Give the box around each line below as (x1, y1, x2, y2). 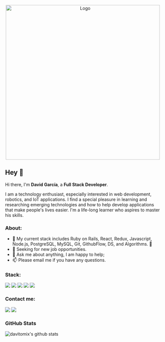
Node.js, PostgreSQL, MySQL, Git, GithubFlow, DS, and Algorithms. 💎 (12, 241, 153, 247)
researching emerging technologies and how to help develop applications (5, 201, 154, 207)
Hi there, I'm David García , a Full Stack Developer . (5, 181, 108, 188)
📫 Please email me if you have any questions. (12, 257, 106, 263)
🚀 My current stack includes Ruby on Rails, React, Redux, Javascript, (12, 236, 152, 242)
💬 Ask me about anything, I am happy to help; (12, 251, 105, 257)
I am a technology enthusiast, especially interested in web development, (5, 191, 152, 197)
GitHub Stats (5, 320, 36, 327)
